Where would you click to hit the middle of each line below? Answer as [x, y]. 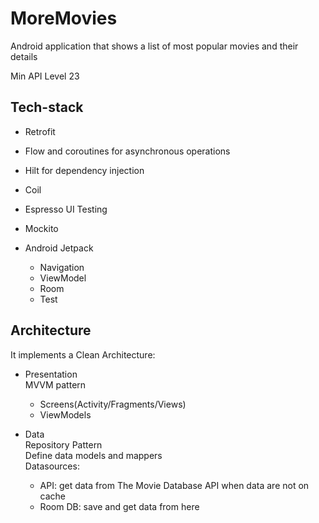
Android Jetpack [59, 248]
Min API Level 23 [45, 76]
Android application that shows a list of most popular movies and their [154, 46]
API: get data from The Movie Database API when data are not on [174, 485]
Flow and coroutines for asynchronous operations [127, 151]
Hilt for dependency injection [84, 170]
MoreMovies [64, 18]
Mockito [41, 228]
